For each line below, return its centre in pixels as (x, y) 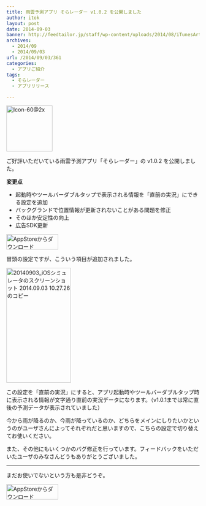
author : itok (23, 18)
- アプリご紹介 (29, 69)
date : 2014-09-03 (29, 29)
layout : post (23, 23)
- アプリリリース (31, 86)
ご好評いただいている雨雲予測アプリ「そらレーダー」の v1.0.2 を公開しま (98, 161)
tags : (13, 75)
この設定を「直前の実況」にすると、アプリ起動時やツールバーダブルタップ (100, 392)
